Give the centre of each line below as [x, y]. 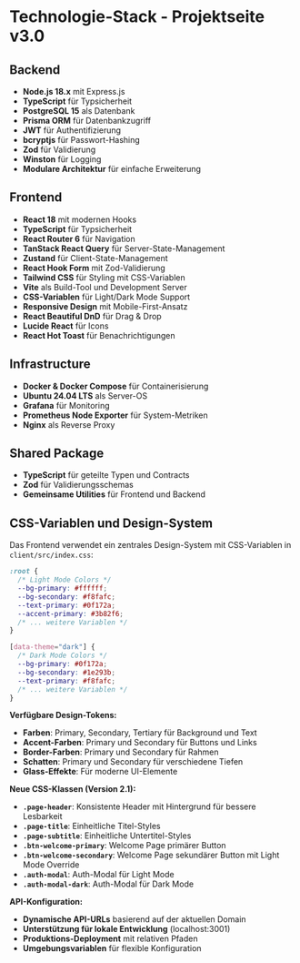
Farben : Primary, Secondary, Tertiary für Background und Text [140, 733]
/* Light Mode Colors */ [65, 580]
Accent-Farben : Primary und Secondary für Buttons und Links [140, 743]
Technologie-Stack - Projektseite [137, 17]
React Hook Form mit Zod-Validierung [94, 268]
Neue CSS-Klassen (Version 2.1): [73, 789]
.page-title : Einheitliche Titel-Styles [91, 826]
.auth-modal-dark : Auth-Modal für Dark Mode [108, 884]
